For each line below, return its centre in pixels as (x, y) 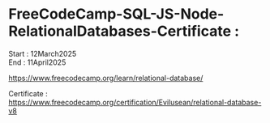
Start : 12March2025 (43, 53)
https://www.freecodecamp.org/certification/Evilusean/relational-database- (135, 102)
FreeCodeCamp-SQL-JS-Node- (116, 14)
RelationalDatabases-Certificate (120, 31)
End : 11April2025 (37, 62)
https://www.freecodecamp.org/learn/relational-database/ (106, 78)
